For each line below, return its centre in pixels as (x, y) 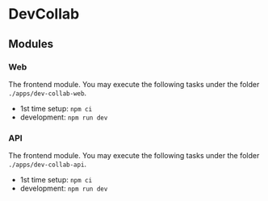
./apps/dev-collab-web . (48, 93)
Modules (31, 44)
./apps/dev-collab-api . (48, 164)
